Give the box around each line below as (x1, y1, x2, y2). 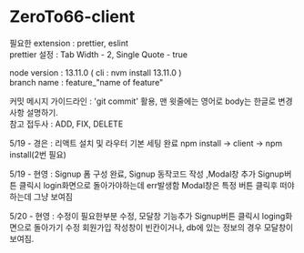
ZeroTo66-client (9, 6, 136, 27)
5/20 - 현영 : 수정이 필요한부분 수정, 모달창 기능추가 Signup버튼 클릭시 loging (9, 210, 286, 221)
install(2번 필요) (9, 148, 66, 160)
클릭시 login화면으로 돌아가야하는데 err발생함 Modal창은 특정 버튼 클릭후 (18, 179, 279, 190)
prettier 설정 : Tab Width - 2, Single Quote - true (9, 48, 188, 60)
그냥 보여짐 (33, 191, 73, 202)
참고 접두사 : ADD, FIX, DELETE (9, 118, 124, 129)
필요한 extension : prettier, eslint (9, 37, 129, 48)
